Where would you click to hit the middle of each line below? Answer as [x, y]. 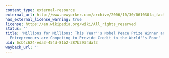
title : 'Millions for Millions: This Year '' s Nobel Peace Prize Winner [82, 33]
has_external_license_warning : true [44, 19]
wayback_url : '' [22, 47]
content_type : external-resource [40, 10]
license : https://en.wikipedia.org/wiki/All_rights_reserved [71, 24]
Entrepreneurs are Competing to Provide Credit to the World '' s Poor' [85, 38]
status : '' [17, 29]
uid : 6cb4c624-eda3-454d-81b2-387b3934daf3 [52, 43]
